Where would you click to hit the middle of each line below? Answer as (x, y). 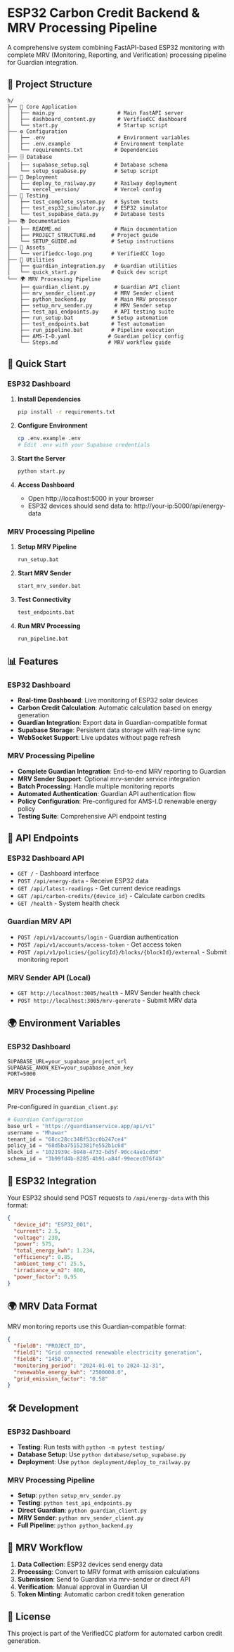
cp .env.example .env (49, 438)
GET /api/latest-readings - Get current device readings (99, 888)
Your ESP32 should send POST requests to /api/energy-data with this (108, 1198)
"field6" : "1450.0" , (44, 1359)
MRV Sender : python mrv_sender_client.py (80, 1518)
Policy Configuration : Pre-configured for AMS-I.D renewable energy (117, 801)
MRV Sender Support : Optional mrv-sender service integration (109, 779)
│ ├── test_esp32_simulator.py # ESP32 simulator (88, 208)
